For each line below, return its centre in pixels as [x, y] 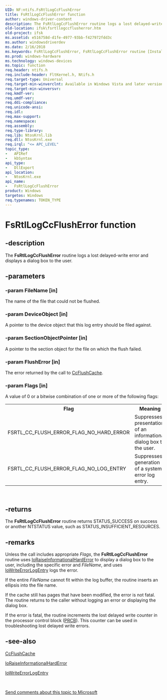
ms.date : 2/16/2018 [25, 47]
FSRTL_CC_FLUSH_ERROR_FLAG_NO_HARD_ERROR [69, 432]
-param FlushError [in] [33, 361]
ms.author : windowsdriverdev [35, 42]
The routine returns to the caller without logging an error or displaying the [81, 600]
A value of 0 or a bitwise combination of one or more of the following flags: [82, 396]
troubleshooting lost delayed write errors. [47, 626]
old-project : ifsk [24, 33]
